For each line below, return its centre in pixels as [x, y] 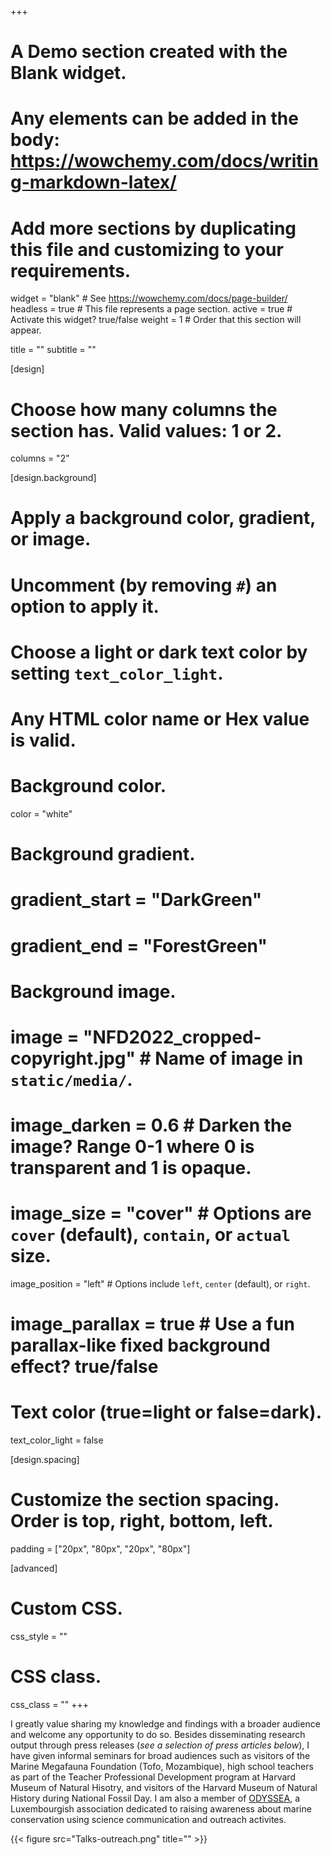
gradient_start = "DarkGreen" [136, 900]
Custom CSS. [66, 1608]
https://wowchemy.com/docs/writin [164, 161]
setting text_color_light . [117, 673]
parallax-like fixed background [140, 1345]
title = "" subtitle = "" [53, 350]
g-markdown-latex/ [93, 182]
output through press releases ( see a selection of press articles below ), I [160, 1745]
